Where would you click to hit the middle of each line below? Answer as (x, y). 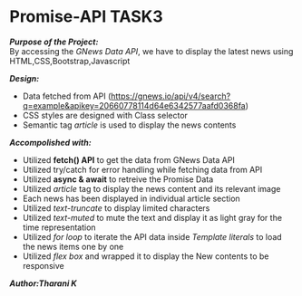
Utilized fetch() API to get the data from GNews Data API (129, 159)
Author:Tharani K (43, 283)
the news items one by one (73, 246)
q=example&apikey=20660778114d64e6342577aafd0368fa (134, 105)
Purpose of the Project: (54, 42)
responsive (44, 265)
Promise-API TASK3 (86, 17)
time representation (59, 227)
